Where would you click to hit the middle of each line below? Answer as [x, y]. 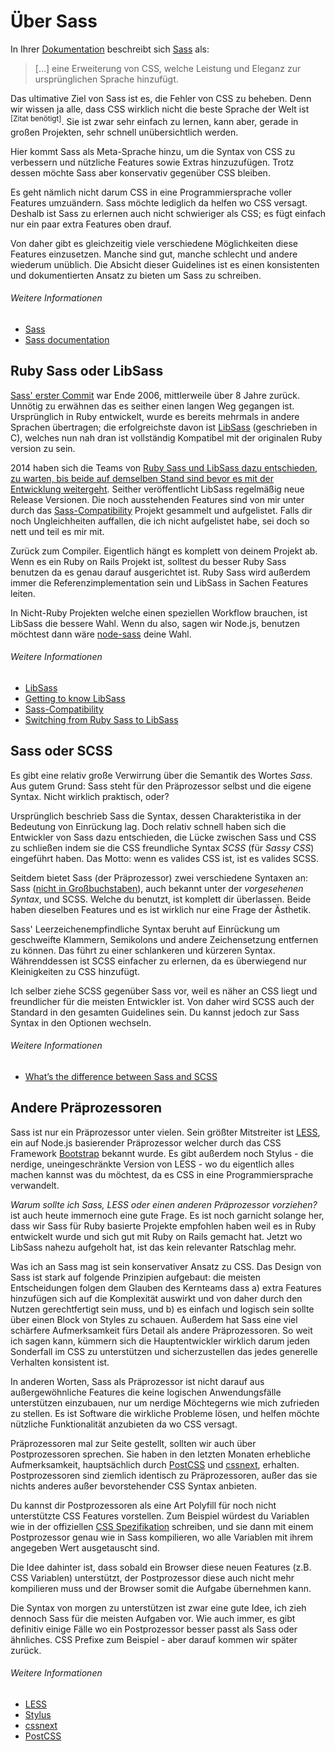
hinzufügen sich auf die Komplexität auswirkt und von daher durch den [156, 1298]
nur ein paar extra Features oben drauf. [91, 224]
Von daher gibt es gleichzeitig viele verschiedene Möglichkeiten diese [154, 243]
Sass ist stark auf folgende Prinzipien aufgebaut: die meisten [136, 1277]
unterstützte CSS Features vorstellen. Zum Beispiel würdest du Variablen [160, 1516]
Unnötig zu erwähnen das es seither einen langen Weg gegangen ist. [152, 406]
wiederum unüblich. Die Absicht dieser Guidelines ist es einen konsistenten [165, 264]
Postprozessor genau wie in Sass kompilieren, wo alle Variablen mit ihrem [162, 1537]
